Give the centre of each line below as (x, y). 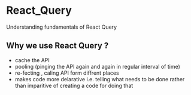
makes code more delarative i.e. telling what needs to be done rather (100, 79)
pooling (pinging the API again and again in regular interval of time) (98, 66)
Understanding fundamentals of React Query (62, 27)
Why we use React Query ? (57, 46)
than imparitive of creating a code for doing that (74, 85)
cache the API (32, 60)
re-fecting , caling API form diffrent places (67, 73)
